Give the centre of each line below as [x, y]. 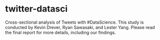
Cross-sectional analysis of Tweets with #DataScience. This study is [75, 22]
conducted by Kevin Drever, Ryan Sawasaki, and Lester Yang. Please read [80, 27]
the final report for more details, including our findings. [61, 32]
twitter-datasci [36, 9]
